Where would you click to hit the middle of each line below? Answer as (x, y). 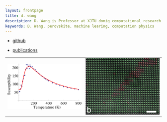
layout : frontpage (24, 10)
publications (25, 50)
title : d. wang (21, 16)
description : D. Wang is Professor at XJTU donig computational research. (84, 21)
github (19, 41)
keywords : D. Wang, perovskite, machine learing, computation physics (80, 26)
